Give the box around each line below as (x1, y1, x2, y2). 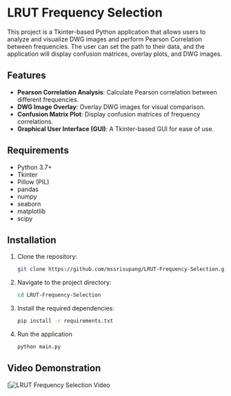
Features (7, 70, 46, 81)
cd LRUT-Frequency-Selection (17, 292, 101, 299)
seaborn (17, 199, 41, 208)
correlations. (17, 117, 54, 126)
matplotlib (17, 207, 46, 215)
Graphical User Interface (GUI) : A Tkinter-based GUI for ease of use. (17, 124, 214, 132)
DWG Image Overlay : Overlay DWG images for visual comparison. (17, 102, 205, 111)
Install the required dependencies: (17, 304, 115, 313)
